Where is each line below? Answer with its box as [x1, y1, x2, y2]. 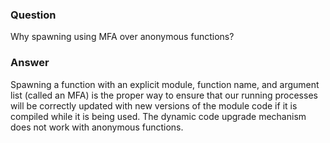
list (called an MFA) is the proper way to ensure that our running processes [10, 89, 318, 101]
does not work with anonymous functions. [10, 121, 184, 133]
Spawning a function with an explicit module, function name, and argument [10, 78, 320, 90]
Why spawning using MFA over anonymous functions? [10, 31, 235, 43]
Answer [10, 56, 50, 70]
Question [10, 8, 57, 22]
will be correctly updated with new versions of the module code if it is [10, 99, 298, 112]
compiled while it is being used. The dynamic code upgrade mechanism [10, 110, 307, 122]
